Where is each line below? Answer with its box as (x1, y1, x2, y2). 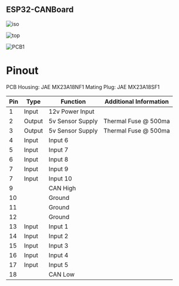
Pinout (6, 64, 39, 77)
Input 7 (49, 146, 69, 154)
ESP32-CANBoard (6, 5, 74, 15)
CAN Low (49, 270, 75, 278)
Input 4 (49, 251, 69, 259)
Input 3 (49, 241, 69, 249)
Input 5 (49, 261, 69, 269)
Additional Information (104, 97, 169, 106)
